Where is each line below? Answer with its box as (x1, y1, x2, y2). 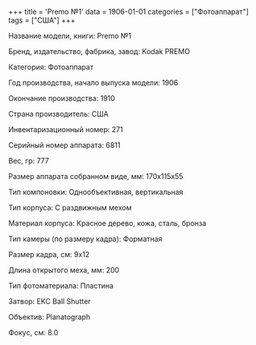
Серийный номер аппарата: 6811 (8, 140, 121, 150)
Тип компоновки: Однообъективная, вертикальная (8, 187, 184, 197)
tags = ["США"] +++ (8, 15, 76, 25)
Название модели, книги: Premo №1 (8, 31, 131, 40)
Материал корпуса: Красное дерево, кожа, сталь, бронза (8, 218, 207, 228)
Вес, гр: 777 (8, 156, 50, 165)
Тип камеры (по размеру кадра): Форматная (8, 234, 163, 243)
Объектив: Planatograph (8, 312, 91, 322)
